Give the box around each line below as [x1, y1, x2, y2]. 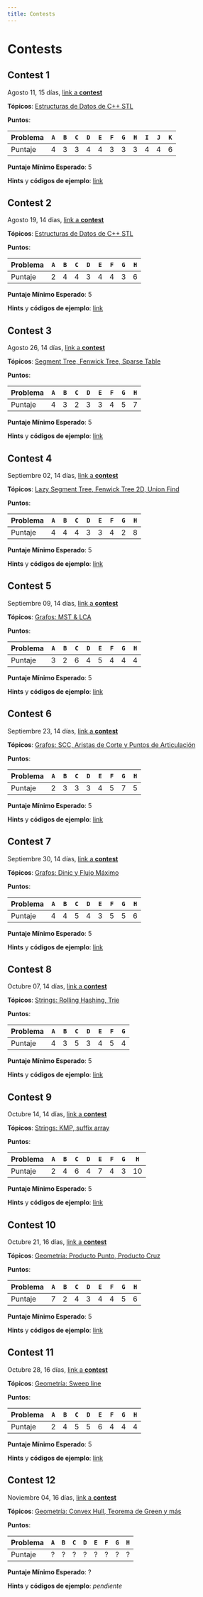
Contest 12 [7, 1474, 56, 1486]
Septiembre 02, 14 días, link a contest [7, 472, 119, 480]
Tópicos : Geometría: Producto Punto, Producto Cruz [7, 1251, 161, 1260]
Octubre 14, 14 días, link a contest [7, 1110, 107, 1118]
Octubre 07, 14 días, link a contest [7, 982, 108, 991]
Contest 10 [7, 1219, 57, 1231]
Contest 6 [7, 708, 52, 720]
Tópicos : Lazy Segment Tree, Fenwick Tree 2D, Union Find [7, 485, 180, 494]
